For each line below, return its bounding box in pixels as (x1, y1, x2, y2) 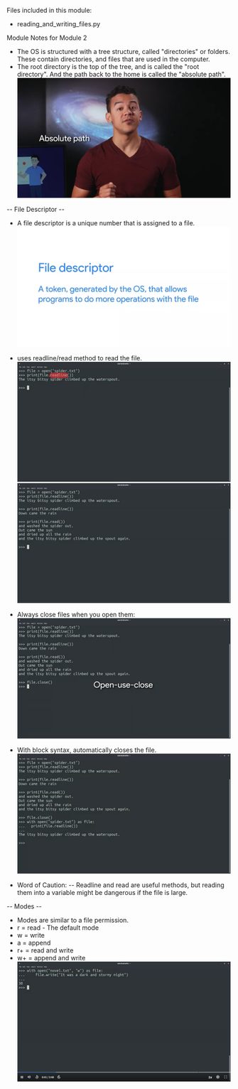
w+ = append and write (16, 953, 86, 962)
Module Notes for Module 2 (6, 33, 87, 42)
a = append (16, 938, 51, 947)
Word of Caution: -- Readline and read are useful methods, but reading (16, 881, 225, 889)
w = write (16, 930, 45, 939)
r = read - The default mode (16, 923, 99, 932)
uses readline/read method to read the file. (16, 354, 143, 363)
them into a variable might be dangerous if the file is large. (16, 888, 188, 896)
